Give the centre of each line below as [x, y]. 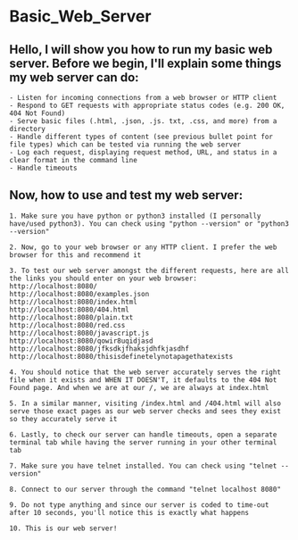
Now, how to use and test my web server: [126, 195]
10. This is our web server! [63, 528]
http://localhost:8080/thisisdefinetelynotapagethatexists [121, 356]
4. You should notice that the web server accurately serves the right [145, 372]
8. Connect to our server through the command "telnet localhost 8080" [145, 489]
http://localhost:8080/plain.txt [71, 317]
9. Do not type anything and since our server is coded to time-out [139, 505]
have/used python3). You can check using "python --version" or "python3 [149, 224]
